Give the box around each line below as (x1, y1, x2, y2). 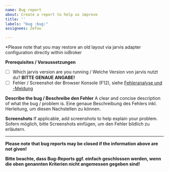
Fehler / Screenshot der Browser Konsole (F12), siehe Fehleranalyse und (12, 80, 162, 86)
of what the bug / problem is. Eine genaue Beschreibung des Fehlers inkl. (5, 101, 157, 107)
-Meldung (12, 86, 34, 92)
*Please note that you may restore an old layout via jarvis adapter (5, 44, 141, 50)
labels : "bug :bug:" (5, 21, 49, 27)
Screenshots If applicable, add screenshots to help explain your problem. (5, 116, 158, 122)
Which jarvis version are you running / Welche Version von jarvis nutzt (12, 69, 158, 75)
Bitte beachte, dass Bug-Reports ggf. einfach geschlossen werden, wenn (5, 156, 161, 162)
